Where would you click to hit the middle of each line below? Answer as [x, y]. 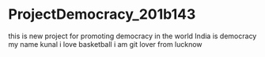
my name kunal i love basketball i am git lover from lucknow [106, 44]
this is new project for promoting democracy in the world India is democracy [132, 36]
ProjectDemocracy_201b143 [102, 14]
